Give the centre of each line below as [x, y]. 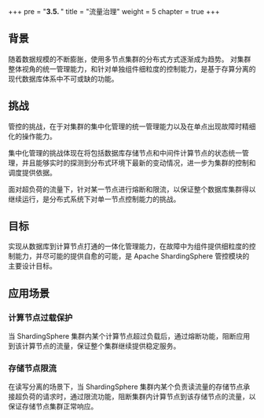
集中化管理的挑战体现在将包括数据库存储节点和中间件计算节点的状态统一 [125, 152]
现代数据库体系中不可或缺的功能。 [63, 79]
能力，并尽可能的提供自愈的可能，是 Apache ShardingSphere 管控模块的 [132, 256]
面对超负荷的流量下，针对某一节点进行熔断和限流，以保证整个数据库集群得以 [132, 189]
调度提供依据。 [32, 172]
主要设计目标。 [32, 266]
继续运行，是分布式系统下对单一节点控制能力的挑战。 [94, 199]
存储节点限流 [33, 368]
